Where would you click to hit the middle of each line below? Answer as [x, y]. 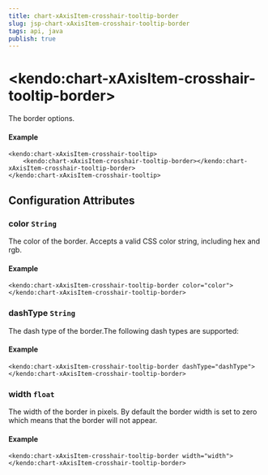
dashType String [42, 313]
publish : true [32, 39]
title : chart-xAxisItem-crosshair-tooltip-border [94, 16]
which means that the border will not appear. [83, 421]
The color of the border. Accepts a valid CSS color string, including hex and [134, 241]
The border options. [42, 119]
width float [32, 394]
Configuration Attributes [72, 200]
